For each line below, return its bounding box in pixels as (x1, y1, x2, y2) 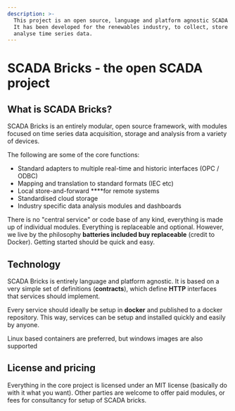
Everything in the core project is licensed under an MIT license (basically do (7, 381, 227, 389)
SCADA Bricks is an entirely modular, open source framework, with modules (7, 122, 227, 130)
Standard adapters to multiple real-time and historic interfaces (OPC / (17, 164, 220, 173)
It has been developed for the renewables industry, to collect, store (13, 23, 229, 30)
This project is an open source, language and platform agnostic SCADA (13, 17, 229, 24)
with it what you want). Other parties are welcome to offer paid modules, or (7, 388, 225, 397)
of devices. (7, 137, 40, 145)
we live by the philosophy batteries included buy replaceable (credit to (7, 231, 215, 239)
